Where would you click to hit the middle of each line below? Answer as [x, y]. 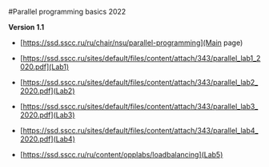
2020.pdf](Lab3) [47, 115]
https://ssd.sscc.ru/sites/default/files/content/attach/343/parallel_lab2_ [141, 82]
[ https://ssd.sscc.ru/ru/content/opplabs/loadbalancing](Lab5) [121, 155]
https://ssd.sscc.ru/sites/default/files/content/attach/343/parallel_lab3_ [141, 106]
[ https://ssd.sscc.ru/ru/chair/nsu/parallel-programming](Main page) [131, 43]
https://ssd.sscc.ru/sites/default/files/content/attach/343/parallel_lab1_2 [142, 58]
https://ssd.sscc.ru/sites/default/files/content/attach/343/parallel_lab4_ [141, 130]
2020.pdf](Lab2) [47, 91]
